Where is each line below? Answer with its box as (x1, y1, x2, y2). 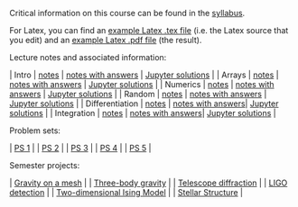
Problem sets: (9, 125, 61, 136)
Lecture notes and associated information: (9, 52, 167, 62)
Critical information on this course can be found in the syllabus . (9, 8, 246, 18)
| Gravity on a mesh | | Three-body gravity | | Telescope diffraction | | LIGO (9, 177, 288, 188)
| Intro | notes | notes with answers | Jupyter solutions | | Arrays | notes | (9, 69, 279, 80)
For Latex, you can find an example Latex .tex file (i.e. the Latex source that (9, 25, 289, 35)
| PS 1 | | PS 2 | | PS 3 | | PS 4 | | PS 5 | (9, 143, 152, 153)
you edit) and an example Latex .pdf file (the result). (9, 35, 202, 45)
